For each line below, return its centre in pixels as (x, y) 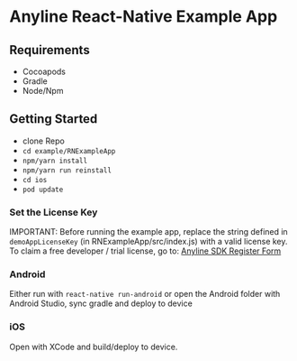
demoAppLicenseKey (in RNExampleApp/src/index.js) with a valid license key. (148, 242)
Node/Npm (43, 91)
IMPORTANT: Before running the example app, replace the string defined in (148, 232)
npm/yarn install (55, 161)
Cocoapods (44, 71)
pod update (43, 190)
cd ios (35, 180)
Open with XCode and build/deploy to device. (94, 347)
